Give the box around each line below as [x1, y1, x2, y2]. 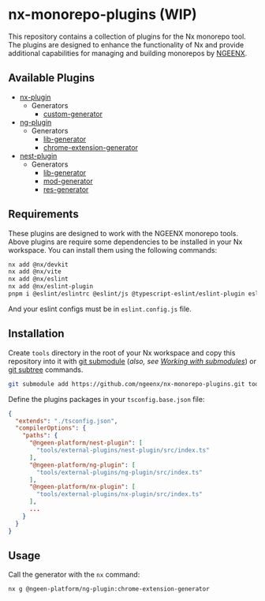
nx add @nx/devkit [8, 261, 69, 269]
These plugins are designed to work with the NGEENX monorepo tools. [8, 228, 239, 238]
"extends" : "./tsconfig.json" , [15, 417, 118, 425]
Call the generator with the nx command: [8, 570, 140, 580]
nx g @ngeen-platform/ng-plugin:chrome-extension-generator [8, 585, 211, 593]
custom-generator [43, 109, 103, 118]
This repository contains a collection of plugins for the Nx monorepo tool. [8, 32, 246, 41]
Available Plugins [8, 71, 95, 85]
